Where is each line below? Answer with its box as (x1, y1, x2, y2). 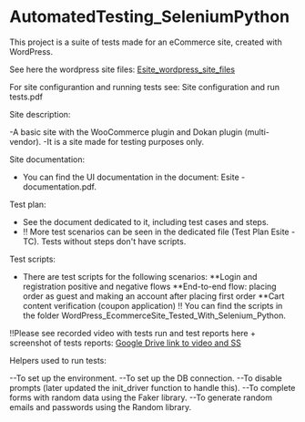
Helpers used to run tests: (9, 355, 107, 365)
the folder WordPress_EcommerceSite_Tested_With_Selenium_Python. (22, 310, 287, 321)
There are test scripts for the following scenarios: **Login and (22, 271, 258, 282)
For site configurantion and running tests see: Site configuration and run (9, 81, 280, 92)
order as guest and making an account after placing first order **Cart (22, 290, 285, 302)
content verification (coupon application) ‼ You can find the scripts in (22, 300, 283, 311)
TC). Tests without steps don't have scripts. (22, 235, 187, 247)
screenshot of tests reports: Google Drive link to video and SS (9, 337, 241, 348)
